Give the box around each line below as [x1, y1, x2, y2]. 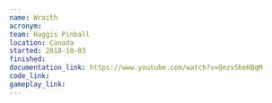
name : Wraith [9, 13, 58, 22]
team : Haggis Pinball [9, 30, 91, 39]
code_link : [9, 72, 50, 81]
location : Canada [9, 38, 75, 47]
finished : [9, 55, 47, 64]
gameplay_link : [9, 80, 66, 89]
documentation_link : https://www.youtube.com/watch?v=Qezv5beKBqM [9, 64, 263, 73]
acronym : [9, 21, 42, 30]
